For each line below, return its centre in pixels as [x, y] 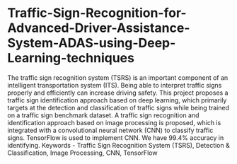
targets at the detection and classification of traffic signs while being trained [118, 107]
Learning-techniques [71, 58]
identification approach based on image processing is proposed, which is [114, 122]
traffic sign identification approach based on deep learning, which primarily [117, 100]
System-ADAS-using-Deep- [92, 43]
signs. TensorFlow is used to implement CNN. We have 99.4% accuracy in [116, 137]
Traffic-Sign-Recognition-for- [97, 13]
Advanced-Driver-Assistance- [99, 28]
